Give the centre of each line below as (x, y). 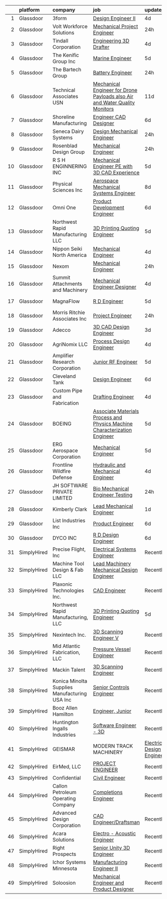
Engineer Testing (113, 495)
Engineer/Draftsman (116, 822)
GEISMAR (64, 749)
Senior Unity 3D (111, 848)
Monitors (103, 109)
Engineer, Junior (112, 711)
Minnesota (65, 868)
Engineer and (108, 883)
